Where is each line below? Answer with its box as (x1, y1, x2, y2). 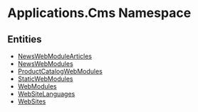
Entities (7, 33, 42, 45)
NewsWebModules (17, 60, 73, 68)
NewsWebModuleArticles (17, 52, 93, 60)
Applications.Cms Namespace (7, 5, 192, 21)
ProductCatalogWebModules (17, 67, 103, 75)
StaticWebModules (17, 74, 73, 83)
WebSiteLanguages (17, 90, 75, 98)
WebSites (17, 97, 46, 106)
